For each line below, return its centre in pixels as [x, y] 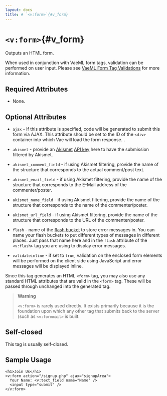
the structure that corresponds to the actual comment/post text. [78, 170]
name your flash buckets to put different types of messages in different [86, 235]
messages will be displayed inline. [48, 266]
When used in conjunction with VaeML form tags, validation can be [74, 63]
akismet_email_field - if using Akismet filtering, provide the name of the [87, 179]
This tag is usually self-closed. [37, 344]
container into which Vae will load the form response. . [69, 140]
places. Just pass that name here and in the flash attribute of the [80, 240]
